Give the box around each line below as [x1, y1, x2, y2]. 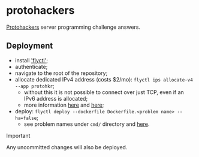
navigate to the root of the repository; [14, 70, 108, 77]
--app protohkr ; [14, 82, 55, 89]
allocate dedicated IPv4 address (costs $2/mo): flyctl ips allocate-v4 [14, 76, 193, 83]
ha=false [14, 115, 37, 121]
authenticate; [14, 63, 48, 70]
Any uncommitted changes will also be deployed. [6, 143, 128, 150]
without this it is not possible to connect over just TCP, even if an [23, 88, 184, 96]
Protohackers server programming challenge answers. [6, 23, 141, 31]
